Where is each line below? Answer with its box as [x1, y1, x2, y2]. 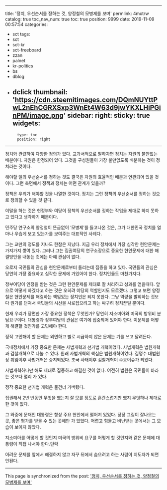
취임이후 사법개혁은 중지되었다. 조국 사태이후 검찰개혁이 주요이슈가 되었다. [10, 356, 154, 362]
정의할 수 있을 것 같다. [10, 197, 53, 203]
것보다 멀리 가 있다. [10, 373, 48, 379]
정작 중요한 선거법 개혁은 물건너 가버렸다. [5, 384, 85, 390]
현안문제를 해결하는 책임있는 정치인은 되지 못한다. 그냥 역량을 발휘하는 [14, 293, 150, 299]
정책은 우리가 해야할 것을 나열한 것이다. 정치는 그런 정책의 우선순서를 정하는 [5, 191, 151, 197]
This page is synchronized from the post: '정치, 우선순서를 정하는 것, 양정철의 [5, 473, 160, 479]
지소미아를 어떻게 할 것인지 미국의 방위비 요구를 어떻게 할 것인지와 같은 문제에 [5, 435, 155, 441]
